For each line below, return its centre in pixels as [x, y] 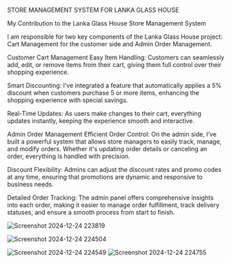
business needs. [30, 184]
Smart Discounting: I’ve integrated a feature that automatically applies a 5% [114, 85]
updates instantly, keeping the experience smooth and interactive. [101, 121]
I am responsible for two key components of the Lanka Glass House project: [115, 37]
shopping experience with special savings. [68, 100]
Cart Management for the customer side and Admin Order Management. [110, 44]
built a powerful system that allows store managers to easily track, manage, [114, 142]
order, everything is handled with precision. [69, 156]
